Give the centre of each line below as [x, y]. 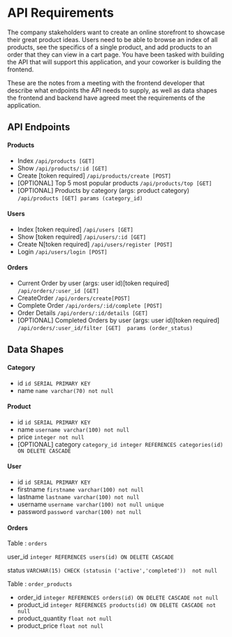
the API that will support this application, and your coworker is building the [114, 62]
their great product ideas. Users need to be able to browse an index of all [113, 39]
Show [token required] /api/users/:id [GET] [82, 236]
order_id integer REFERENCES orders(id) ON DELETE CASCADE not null [118, 597]
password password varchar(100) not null [79, 511]
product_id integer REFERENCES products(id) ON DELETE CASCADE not [117, 605]
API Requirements [60, 13]
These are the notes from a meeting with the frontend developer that [106, 83]
